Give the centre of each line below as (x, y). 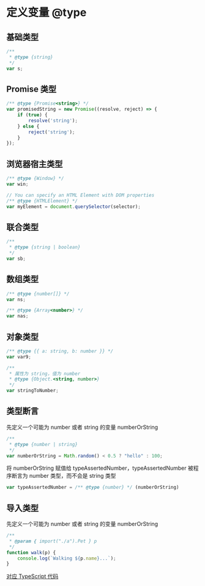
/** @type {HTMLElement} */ (42, 201)
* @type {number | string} (43, 444)
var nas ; (17, 316)
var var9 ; (19, 357)
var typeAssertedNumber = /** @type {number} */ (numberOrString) (93, 488)
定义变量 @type (47, 13)
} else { (28, 126)
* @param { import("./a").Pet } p (53, 541)
